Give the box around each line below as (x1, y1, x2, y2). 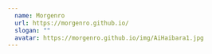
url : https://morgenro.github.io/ (14, 19, 129, 27)
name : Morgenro (14, 11, 65, 20)
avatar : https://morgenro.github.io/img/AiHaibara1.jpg (14, 33, 204, 42)
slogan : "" (14, 26, 51, 34)
